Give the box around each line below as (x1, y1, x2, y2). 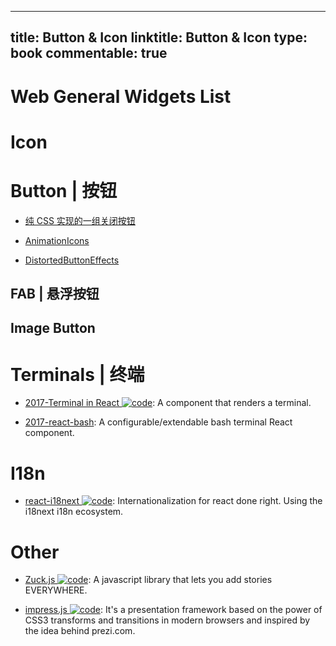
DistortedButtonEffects (24, 254, 120, 266)
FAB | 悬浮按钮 (10, 286, 100, 303)
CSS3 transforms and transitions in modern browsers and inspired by (24, 614, 311, 626)
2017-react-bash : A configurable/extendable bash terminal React (24, 416, 293, 428)
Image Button (10, 320, 96, 337)
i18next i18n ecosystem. (24, 506, 124, 518)
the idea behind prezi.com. (24, 625, 136, 637)
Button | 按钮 (10, 179, 118, 202)
